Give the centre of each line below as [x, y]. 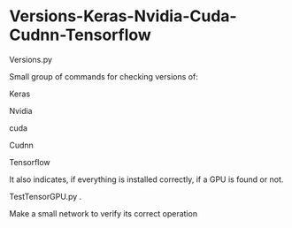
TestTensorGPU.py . [46, 196]
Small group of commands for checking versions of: [104, 76]
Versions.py [31, 59]
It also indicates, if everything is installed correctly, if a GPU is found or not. [146, 179]
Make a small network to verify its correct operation [103, 213]
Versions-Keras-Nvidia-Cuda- [123, 16]
